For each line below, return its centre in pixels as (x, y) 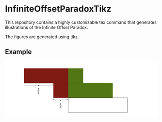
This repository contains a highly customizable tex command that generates (81, 22)
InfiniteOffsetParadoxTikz (58, 9)
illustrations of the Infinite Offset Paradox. (47, 27)
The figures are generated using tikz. (42, 37)
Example (18, 52)
